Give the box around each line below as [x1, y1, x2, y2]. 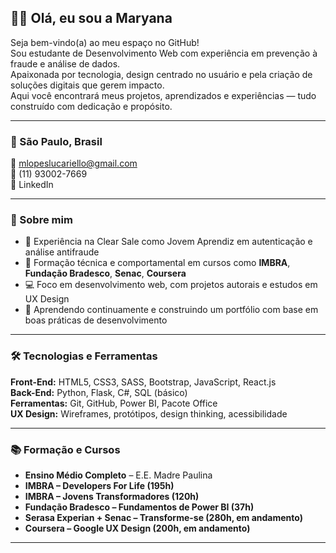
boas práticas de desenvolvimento [24, 314, 168, 326]
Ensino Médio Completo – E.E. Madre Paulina [24, 469, 213, 481]
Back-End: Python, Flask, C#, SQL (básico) [10, 386, 188, 398]
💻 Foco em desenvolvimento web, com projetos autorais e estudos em [24, 279, 318, 291]
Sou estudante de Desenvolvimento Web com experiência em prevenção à [10, 47, 318, 59]
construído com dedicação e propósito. [10, 100, 173, 112]
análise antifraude [24, 246, 100, 258]
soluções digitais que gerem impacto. [10, 79, 165, 91]
